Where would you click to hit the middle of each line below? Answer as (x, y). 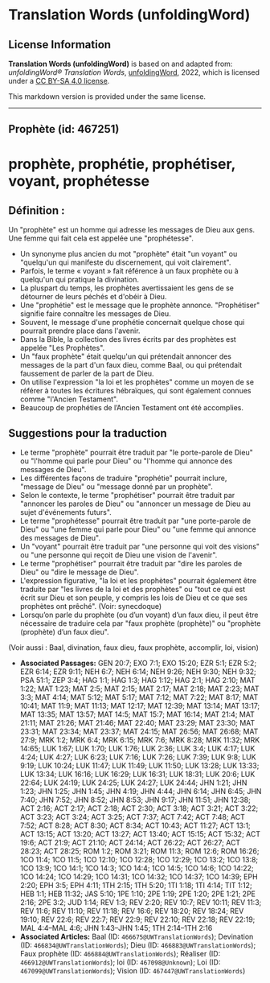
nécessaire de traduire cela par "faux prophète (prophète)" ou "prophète (140, 623)
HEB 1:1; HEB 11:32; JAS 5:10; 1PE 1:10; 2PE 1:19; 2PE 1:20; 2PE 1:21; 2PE (137, 894)
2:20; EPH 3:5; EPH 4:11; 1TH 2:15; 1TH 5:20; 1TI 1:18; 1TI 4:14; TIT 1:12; (136, 886)
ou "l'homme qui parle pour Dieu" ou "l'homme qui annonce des (126, 461)
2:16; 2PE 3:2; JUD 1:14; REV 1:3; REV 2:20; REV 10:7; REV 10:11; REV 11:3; (141, 903)
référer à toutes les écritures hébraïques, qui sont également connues (135, 391)
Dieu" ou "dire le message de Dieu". (79, 572)
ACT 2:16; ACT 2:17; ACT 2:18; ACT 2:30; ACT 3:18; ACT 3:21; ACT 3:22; (139, 808)
